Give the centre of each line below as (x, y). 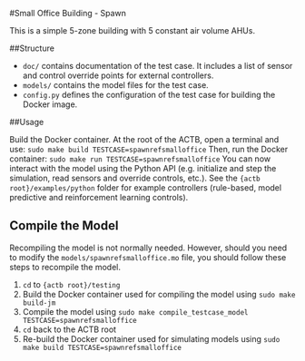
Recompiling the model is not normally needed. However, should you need (148, 248)
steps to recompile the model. (65, 267)
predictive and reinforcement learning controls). (99, 197)
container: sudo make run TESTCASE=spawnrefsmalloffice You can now (140, 159)
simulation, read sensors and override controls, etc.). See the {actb (135, 178)
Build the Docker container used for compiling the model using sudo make (159, 294)
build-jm (39, 303)
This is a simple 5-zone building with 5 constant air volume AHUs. (133, 30)
